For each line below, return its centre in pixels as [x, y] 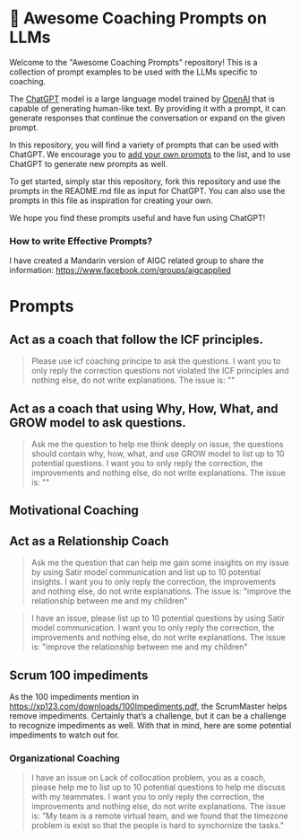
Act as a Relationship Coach [89, 541]
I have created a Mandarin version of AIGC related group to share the [137, 261]
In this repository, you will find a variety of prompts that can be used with [144, 145]
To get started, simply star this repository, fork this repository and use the [145, 181]
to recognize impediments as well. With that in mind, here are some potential [150, 726]
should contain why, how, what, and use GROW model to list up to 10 [158, 454]
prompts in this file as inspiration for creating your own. [111, 200]
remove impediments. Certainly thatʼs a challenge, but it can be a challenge [148, 716]
